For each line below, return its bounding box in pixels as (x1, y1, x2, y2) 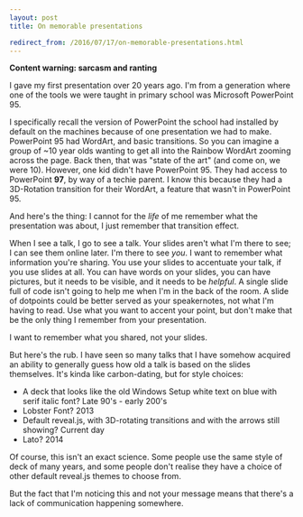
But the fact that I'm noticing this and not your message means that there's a (9, 488, 294, 499)
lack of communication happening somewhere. (9, 498, 184, 509)
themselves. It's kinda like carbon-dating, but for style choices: (9, 369, 243, 380)
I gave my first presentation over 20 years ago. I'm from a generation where (9, 80, 291, 91)
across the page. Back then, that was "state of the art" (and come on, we (9, 155, 281, 166)
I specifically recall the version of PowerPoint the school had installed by (9, 116, 280, 127)
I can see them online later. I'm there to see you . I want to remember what (9, 247, 283, 258)
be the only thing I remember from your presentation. (9, 315, 207, 326)
